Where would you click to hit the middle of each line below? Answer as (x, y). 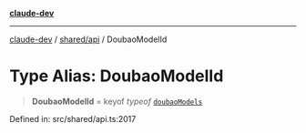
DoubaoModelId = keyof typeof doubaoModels (117, 101)
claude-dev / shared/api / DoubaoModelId (88, 39)
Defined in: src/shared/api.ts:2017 (73, 118)
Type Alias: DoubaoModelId (117, 76)
